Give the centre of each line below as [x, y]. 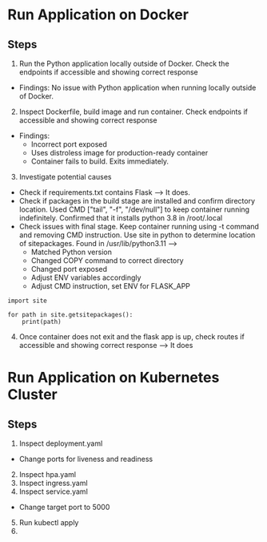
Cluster [32, 395]
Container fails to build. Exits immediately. [100, 161]
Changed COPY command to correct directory [108, 261]
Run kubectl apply [49, 522]
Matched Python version [72, 252]
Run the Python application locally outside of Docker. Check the [124, 63]
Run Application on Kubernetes [114, 378]
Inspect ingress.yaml [54, 483]
